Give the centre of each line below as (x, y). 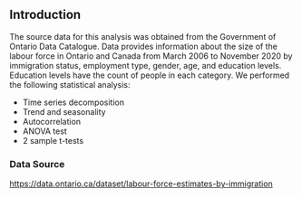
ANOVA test (45, 131)
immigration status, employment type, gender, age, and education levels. (146, 65)
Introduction (45, 15)
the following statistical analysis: (70, 84)
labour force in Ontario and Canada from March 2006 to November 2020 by (151, 56)
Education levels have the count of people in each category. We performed (150, 75)
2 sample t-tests (53, 140)
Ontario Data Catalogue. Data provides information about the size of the (144, 46)
